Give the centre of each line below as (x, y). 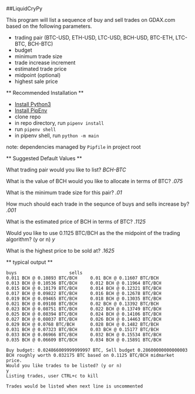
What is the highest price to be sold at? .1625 (60, 251)
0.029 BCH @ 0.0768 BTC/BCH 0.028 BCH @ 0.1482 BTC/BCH (83, 325)
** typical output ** (29, 262)
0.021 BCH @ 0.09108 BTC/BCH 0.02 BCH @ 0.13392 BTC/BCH (83, 304)
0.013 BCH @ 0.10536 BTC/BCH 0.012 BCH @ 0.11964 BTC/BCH (84, 283)
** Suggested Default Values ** (44, 158)
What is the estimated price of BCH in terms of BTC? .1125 (76, 221)
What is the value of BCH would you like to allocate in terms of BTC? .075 (95, 181)
